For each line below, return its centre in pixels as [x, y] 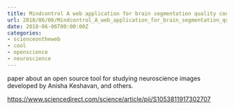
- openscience [28, 53]
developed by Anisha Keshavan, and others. [70, 85]
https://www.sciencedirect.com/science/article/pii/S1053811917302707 [109, 99]
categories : [24, 33]
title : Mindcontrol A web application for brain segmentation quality [112, 13]
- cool [17, 46]
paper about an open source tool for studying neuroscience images [104, 78]
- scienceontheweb [34, 39]
